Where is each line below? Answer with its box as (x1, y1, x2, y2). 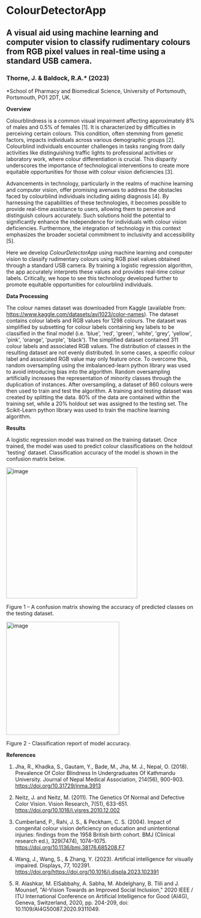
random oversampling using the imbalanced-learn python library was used (6, 361, 191, 369)
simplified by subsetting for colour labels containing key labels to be (6, 323, 175, 331)
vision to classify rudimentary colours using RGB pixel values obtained (6, 255, 180, 262)
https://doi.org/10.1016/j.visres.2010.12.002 (14, 806, 120, 813)
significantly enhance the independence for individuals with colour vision (6, 218, 187, 225)
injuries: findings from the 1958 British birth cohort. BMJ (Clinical (14, 831, 175, 838)
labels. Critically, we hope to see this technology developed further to (6, 274, 178, 281)
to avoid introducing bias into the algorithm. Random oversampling (6, 368, 170, 375)
